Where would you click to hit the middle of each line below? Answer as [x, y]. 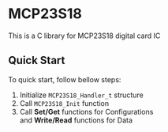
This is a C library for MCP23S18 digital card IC [84, 36]
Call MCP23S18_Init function [64, 103]
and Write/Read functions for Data [76, 120]
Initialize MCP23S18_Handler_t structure [81, 95]
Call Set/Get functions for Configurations [86, 111]
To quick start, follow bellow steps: [65, 79]
